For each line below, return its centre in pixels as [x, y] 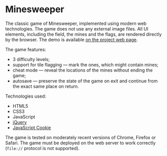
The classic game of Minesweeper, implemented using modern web [76, 23]
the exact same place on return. [46, 86]
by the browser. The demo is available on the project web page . [72, 40]
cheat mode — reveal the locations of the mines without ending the [82, 70]
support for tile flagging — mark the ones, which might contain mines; [85, 65]
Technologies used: [26, 96]
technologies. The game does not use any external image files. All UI [77, 28]
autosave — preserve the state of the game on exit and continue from [85, 81]
